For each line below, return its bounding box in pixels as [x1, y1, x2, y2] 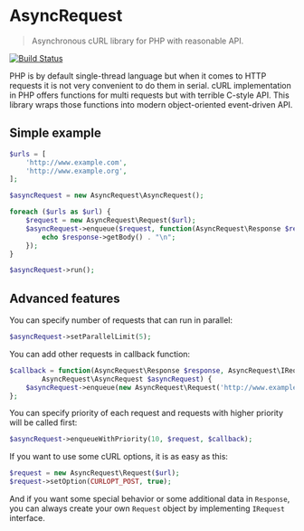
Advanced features [9, 290, 120, 306]
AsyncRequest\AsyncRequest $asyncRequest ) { [42, 375, 213, 384]
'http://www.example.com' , [25, 157, 128, 167]
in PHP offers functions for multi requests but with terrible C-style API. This [9, 90, 290, 100]
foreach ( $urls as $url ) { [9, 207, 111, 217]
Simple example [9, 126, 102, 141]
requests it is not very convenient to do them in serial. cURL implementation [9, 80, 292, 90]
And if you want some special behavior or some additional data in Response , [9, 494, 290, 505]
